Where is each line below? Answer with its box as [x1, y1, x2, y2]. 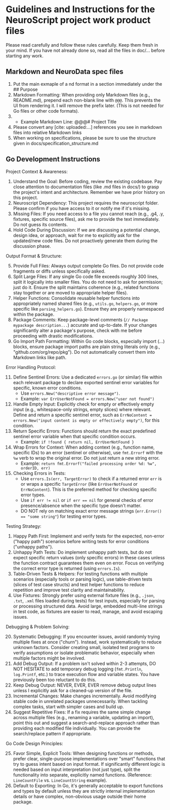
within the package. [13, 311, 55, 317]
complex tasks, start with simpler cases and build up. [13, 703, 124, 710]
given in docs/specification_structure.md [13, 140, 99, 146]
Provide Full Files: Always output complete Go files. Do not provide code [13, 262, 164, 268]
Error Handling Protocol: [6, 364, 56, 370]
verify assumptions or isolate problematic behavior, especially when [13, 650, 155, 656]
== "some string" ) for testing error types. [20, 513, 107, 519]
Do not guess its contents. [13, 221, 68, 227]
